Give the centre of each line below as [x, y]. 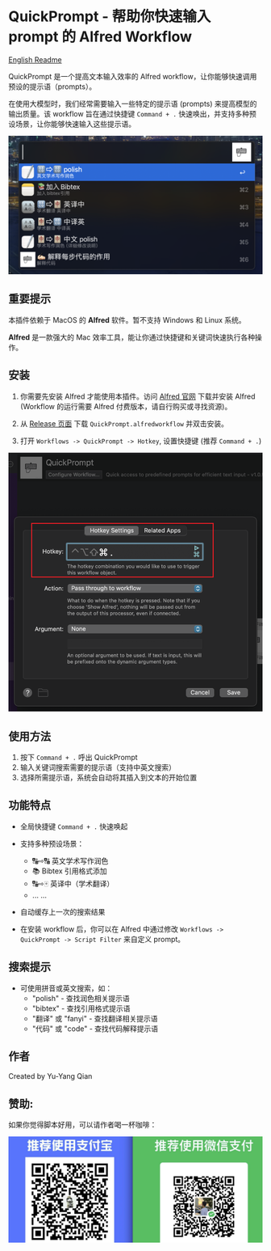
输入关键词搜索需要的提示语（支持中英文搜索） [98, 767]
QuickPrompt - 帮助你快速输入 [110, 17]
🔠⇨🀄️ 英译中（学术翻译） [73, 883]
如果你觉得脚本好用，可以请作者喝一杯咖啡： [83, 1125]
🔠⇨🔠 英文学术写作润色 [70, 860]
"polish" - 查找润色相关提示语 [81, 998]
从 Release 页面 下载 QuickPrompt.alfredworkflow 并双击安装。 [124, 423]
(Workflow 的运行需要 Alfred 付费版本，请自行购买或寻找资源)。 [126, 406]
